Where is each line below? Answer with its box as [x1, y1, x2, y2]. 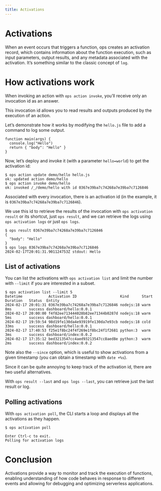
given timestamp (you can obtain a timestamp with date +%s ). [5, 354, 128, 360]
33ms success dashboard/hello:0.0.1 [5, 324, 92, 329]
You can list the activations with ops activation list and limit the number [5, 275, 153, 281]
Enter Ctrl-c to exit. [5, 434, 51, 439]
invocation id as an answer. [5, 98, 60, 104]
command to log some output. [5, 127, 65, 133]
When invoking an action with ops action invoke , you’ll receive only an [5, 93, 147, 99]
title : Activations [5, 7, 45, 12]
